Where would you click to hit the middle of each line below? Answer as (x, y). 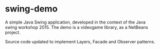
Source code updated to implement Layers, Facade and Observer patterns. (80, 41)
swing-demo (31, 9)
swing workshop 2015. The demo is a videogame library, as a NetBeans (77, 27)
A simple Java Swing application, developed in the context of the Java (75, 22)
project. (13, 32)
